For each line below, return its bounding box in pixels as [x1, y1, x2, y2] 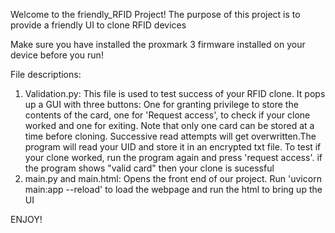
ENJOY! [10, 214, 43, 225]
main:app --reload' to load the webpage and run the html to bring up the [24, 184, 323, 195]
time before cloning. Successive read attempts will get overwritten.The [24, 130, 317, 142]
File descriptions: [10, 69, 82, 80]
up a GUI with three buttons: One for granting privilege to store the [24, 99, 299, 110]
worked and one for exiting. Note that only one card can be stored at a [24, 120, 315, 131]
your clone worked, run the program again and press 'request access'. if [24, 152, 323, 163]
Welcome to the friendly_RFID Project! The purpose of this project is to [10, 9, 301, 20]
